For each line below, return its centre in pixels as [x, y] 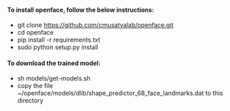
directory [30, 101]
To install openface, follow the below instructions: [81, 10]
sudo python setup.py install [57, 47]
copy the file [35, 86]
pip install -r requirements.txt [59, 40]
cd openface [35, 33]
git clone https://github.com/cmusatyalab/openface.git [95, 25]
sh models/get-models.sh [54, 78]
